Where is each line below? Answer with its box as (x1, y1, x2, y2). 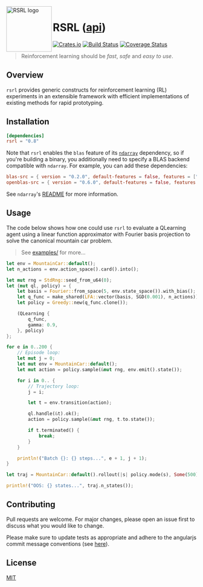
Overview (6, 70, 44, 81)
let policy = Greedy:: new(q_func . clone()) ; (17, 300, 129, 306)
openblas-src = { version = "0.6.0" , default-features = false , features (6, 179, 196, 186)
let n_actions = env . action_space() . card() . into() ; (6, 266, 139, 272)
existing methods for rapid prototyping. (6, 99, 104, 106)
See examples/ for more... (21, 249, 86, 256)
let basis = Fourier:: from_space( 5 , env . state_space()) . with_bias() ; (17, 288, 196, 295)
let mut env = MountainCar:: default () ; (17, 361, 118, 367)
